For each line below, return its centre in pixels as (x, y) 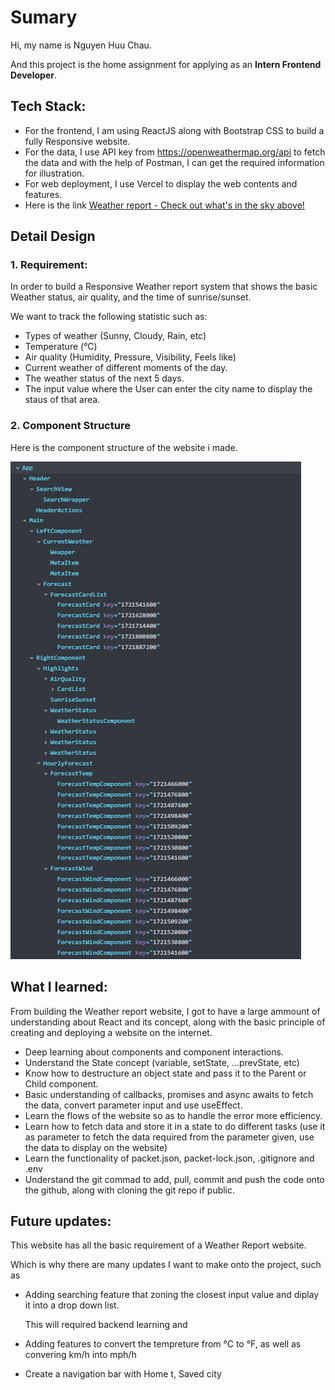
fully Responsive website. (77, 141)
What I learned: (59, 987)
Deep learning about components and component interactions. (154, 1052)
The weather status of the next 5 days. (104, 378)
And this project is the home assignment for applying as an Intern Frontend (166, 64)
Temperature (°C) (61, 347)
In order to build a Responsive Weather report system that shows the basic (164, 287)
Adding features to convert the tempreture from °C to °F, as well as (163, 1344)
